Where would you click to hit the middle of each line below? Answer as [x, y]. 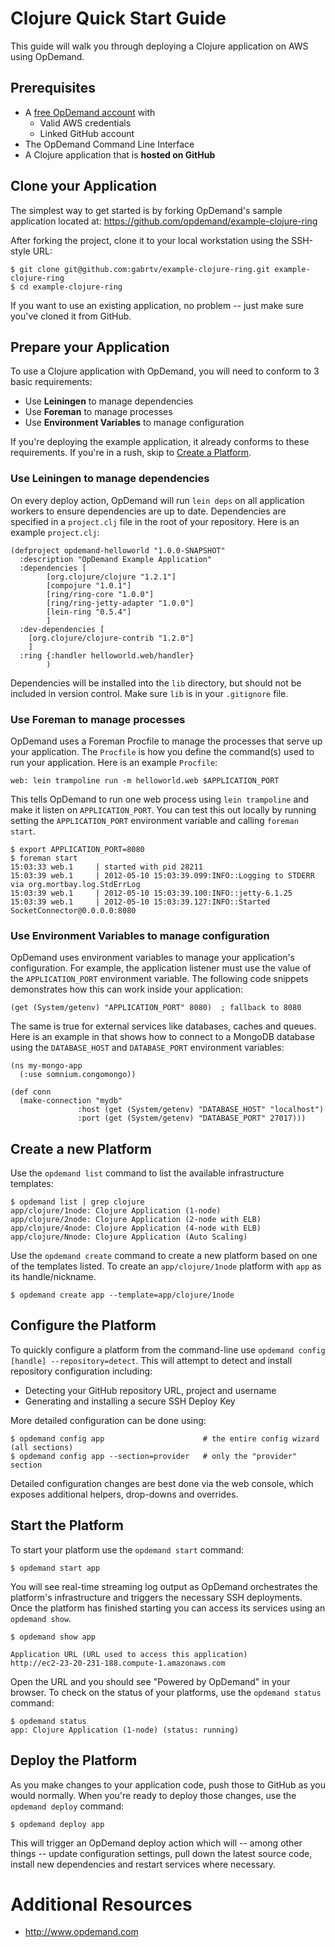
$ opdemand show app [53, 1637]
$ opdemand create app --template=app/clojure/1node [122, 1295]
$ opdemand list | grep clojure [77, 1202]
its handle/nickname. [53, 1277]
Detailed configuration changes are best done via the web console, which [162, 1483]
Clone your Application [84, 186]
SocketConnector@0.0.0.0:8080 [73, 910]
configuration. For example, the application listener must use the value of [161, 968]
